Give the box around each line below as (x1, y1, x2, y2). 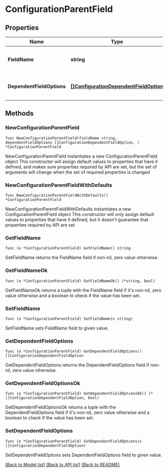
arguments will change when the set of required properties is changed (5, 169, 150, 175)
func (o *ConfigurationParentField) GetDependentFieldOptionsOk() (5, 391, 146, 396)
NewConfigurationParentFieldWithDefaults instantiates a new (5, 206, 131, 212)
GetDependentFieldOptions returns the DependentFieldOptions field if (5, 362, 149, 368)
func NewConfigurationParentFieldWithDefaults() (5, 192, 108, 198)
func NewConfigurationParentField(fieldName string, (5, 135, 117, 140)
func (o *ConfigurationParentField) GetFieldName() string (5, 246, 131, 251)
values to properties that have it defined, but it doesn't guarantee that (5, 216, 148, 222)
